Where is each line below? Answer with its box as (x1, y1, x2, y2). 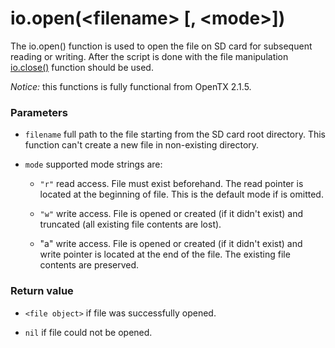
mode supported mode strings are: (24, 158, 163, 171)
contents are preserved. (39, 259, 140, 271)
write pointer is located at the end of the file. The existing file (39, 248, 291, 261)
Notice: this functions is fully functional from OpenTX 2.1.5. (10, 80, 252, 92)
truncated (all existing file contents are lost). (39, 218, 222, 231)
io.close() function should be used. (10, 61, 154, 73)
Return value (10, 284, 74, 298)
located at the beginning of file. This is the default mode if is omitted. (39, 188, 324, 201)
